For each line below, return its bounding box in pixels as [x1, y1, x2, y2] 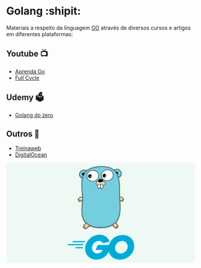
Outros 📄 [6, 128, 40, 139]
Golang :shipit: [6, 4, 81, 18]
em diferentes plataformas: [6, 30, 73, 37]
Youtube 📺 [6, 49, 49, 59]
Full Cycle [14, 74, 40, 81]
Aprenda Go [14, 67, 45, 75]
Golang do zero [14, 111, 53, 119]
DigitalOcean [14, 151, 47, 158]
